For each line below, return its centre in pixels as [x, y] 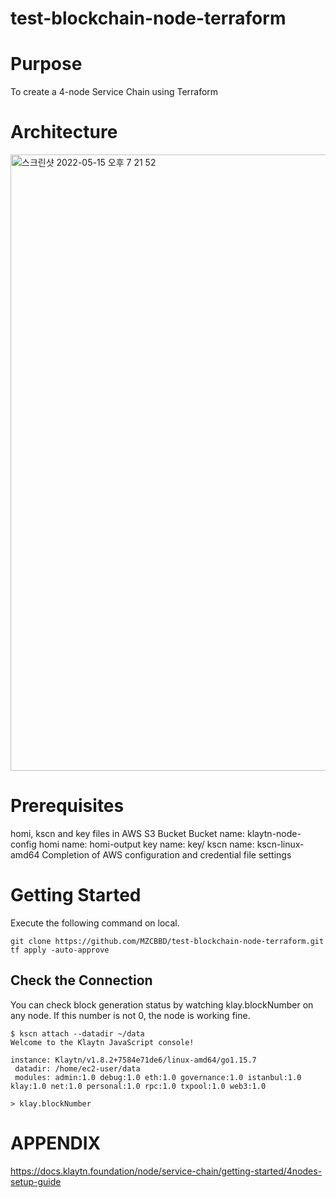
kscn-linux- [280, 844]
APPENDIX [56, 1143]
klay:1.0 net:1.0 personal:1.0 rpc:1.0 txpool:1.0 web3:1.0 [138, 1086]
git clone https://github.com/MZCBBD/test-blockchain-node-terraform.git [167, 941]
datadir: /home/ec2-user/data [77, 1068]
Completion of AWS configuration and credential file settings [166, 855]
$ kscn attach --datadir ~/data [77, 1033]
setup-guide [36, 1181]
